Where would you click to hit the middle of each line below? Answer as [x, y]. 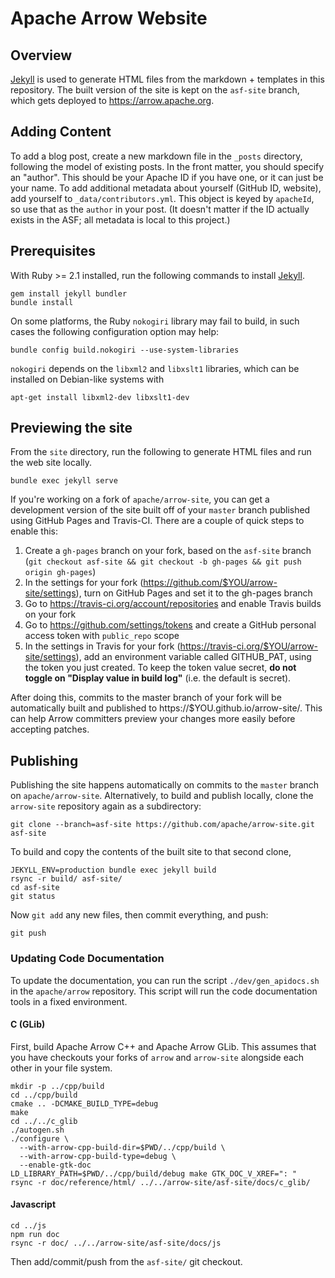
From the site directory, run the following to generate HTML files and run [161, 452]
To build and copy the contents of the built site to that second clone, [151, 852]
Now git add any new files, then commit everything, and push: [139, 915]
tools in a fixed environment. [69, 1001]
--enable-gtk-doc [55, 1165]
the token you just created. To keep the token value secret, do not [160, 668]
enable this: [34, 531]
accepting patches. [50, 729]
